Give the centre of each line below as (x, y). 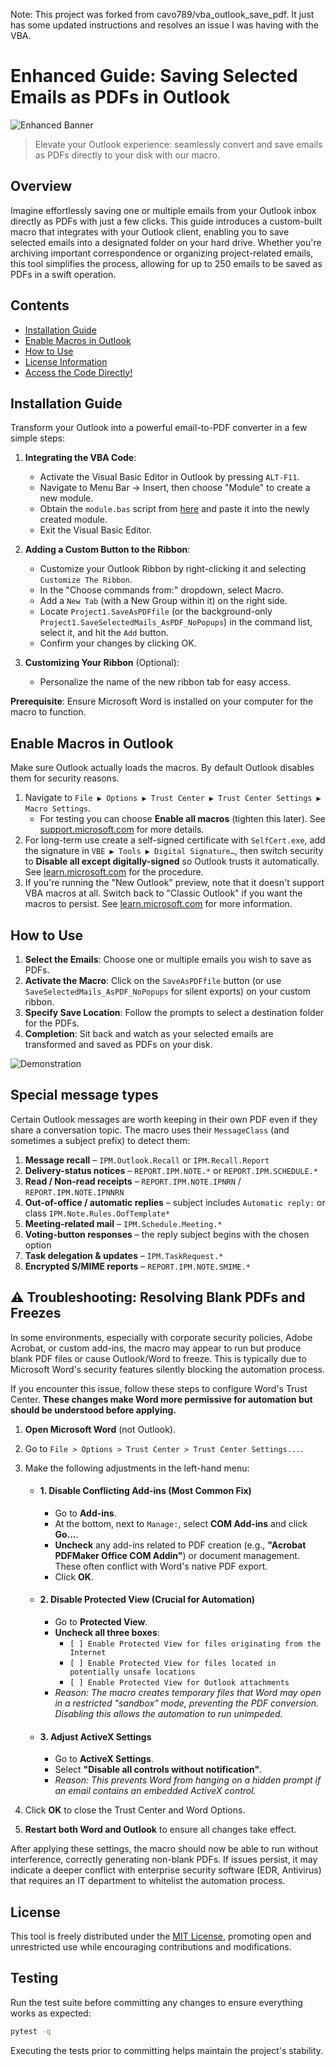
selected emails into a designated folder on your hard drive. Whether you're (166, 242)
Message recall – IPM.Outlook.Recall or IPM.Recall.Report (147, 1160)
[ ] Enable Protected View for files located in (173, 1664)
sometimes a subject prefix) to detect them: (100, 1140)
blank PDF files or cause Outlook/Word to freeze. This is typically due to (158, 1358)
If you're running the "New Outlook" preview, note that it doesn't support (174, 883)
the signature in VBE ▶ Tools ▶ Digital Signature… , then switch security (174, 851)
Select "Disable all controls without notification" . (158, 1770)
